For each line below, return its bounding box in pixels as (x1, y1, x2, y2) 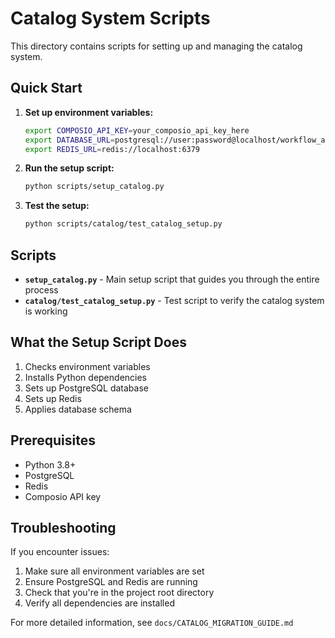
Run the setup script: (24, 162, 115, 174)
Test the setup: (24, 200, 90, 212)
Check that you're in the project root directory (24, 587, 215, 599)
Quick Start (10, 80, 83, 97)
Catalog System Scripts (10, 7, 211, 30)
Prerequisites (10, 432, 96, 449)
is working (24, 305, 68, 317)
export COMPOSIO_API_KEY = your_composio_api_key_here (24, 125, 250, 136)
